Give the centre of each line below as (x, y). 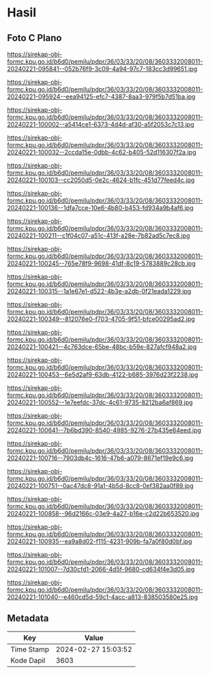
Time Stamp (30, 649)
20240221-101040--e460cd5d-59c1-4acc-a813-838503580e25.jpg (103, 597)
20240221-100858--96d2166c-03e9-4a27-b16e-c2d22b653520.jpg (103, 514)
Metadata (28, 618)
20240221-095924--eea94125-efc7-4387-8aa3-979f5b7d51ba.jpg (101, 96)
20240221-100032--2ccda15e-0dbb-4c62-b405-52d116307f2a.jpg (102, 152)
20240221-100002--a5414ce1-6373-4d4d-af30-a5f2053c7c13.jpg (101, 124)
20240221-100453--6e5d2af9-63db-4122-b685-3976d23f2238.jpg (103, 375)
